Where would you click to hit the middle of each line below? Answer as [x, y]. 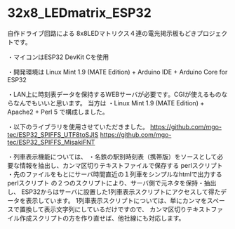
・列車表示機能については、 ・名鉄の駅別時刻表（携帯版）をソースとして [112, 157]
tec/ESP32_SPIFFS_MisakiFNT [51, 142]
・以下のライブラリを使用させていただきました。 [78, 126]
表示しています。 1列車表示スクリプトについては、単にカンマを [116, 200]
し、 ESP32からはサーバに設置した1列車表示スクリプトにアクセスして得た [114, 192]
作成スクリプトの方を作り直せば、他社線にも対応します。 [102, 218]
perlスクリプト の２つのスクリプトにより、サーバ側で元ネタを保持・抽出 [112, 183]
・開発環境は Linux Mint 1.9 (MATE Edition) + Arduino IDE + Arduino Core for [117, 72]
